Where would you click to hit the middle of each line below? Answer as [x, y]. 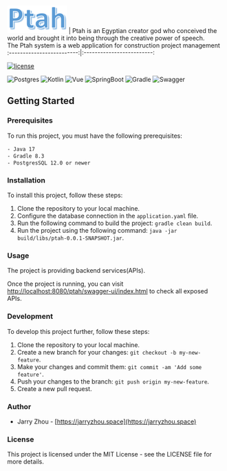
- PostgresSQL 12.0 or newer [49, 163]
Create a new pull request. [54, 388]
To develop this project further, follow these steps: [78, 331]
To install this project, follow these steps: [65, 195]
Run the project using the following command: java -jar [97, 230]
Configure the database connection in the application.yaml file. [108, 216]
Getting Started [41, 101]
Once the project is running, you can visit [65, 284]
